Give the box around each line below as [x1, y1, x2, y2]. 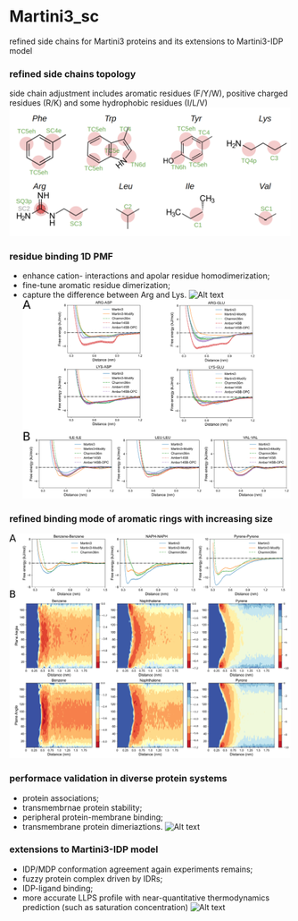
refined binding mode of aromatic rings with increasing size [9, 512, 274, 524]
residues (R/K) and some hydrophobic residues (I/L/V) [9, 98, 208, 108]
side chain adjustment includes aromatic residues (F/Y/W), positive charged [9, 88, 288, 99]
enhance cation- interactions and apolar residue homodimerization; [21, 270, 270, 281]
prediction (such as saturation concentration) [21, 901, 189, 912]
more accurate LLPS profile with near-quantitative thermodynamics [21, 892, 270, 903]
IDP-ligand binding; [21, 883, 94, 893]
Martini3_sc [9, 6, 100, 27]
